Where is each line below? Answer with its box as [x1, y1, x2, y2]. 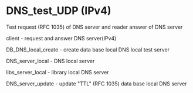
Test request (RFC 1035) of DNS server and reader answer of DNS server [6, 23, 183, 30]
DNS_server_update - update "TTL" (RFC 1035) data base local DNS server [6, 80, 187, 87]
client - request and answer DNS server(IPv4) [6, 35, 117, 42]
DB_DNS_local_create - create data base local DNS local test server [6, 46, 170, 53]
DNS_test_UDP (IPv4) [6, 4, 111, 18]
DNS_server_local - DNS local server [6, 57, 95, 64]
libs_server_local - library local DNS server [6, 68, 110, 75]
